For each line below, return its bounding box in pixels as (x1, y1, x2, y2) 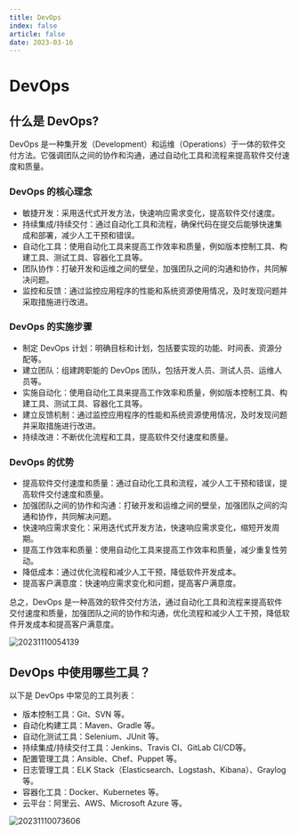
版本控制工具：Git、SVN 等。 (21, 709, 130, 719)
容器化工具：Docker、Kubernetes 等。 (21, 786, 164, 797)
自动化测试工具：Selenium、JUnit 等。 (21, 731, 165, 742)
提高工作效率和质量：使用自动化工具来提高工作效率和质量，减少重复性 (21, 544, 280, 556)
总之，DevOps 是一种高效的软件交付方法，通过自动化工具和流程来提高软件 (9, 597, 283, 607)
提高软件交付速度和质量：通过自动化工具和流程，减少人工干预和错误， (21, 477, 280, 489)
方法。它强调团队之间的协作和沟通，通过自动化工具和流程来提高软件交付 (16, 150, 282, 161)
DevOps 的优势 (9, 455, 75, 468)
